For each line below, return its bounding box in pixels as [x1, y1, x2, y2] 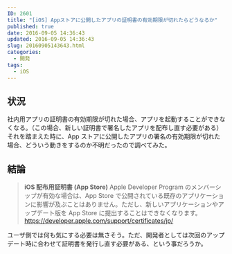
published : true [7, 23, 54, 30]
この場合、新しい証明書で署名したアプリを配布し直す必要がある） [34, 124, 223, 132]
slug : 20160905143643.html [7, 42, 85, 49]
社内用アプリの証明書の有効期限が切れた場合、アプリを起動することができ [7, 115, 220, 123]
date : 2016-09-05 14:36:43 [7, 29, 85, 37]
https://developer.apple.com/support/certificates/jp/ [24, 217, 174, 225]
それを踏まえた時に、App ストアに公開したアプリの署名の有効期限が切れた [7, 132, 221, 140]
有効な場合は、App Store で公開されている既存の [42, 192, 182, 200]
